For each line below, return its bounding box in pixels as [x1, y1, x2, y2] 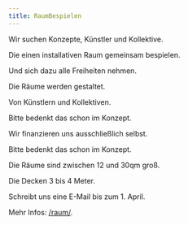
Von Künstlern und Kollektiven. [8, 97, 111, 106]
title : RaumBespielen [8, 11, 82, 20]
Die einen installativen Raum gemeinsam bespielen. [8, 50, 181, 59]
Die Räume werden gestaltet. [8, 81, 106, 91]
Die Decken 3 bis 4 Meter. [8, 175, 96, 185]
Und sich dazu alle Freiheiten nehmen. [8, 66, 137, 76]
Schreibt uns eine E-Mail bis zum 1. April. [8, 192, 146, 201]
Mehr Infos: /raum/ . [8, 207, 73, 217]
